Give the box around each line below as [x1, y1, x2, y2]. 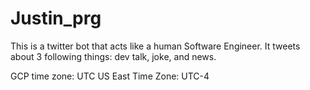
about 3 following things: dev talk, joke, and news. [10, 50, 217, 62]
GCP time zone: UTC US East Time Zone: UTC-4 [10, 70, 210, 82]
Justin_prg [10, 7, 102, 30]
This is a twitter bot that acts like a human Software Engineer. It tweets [10, 40, 301, 52]
